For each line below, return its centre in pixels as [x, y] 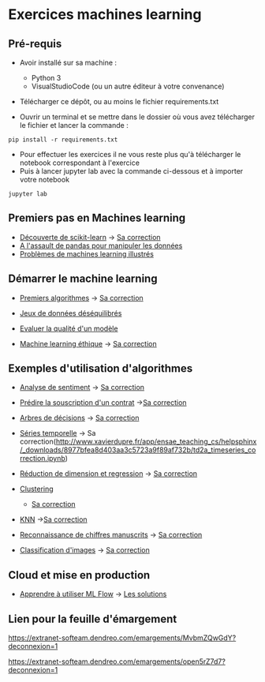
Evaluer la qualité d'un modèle [69, 328]
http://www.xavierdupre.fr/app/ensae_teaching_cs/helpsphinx [156, 442]
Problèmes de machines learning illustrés [86, 253]
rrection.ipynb [42, 459]
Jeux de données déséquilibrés [71, 313]
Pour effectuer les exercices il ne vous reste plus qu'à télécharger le [130, 154]
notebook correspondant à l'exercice [80, 163]
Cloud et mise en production [79, 575]
